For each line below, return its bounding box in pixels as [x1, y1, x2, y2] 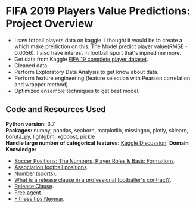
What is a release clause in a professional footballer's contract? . [14, 176, 172, 183]
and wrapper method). [14, 80, 70, 88]
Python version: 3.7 [5, 120, 55, 128]
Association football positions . [14, 163, 89, 170]
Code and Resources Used [5, 104, 106, 114]
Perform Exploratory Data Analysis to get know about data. [14, 68, 159, 75]
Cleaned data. [14, 61, 49, 69]
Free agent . [14, 189, 43, 196]
